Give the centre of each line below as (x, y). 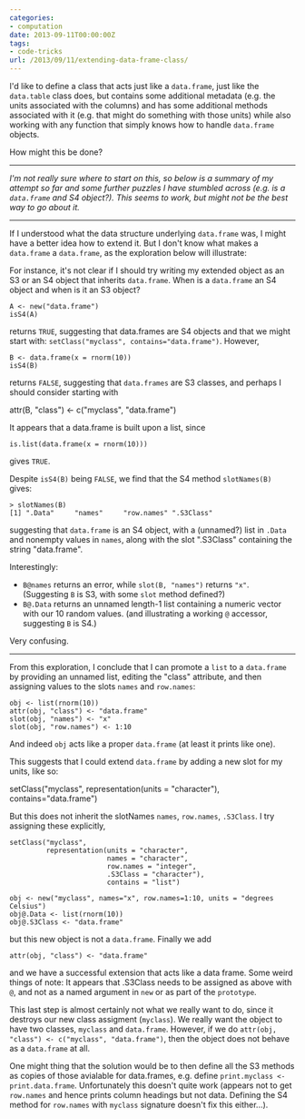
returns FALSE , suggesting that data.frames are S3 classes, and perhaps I (145, 382)
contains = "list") (143, 882)
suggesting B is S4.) (59, 623)
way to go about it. (44, 207)
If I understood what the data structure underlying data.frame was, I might (148, 234)
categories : (32, 18)
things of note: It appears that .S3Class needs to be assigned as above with (151, 982)
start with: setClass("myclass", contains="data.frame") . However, (135, 341)
